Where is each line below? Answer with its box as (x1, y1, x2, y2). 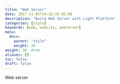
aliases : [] (5, 52, 29, 57)
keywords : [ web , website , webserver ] (5, 25, 81, 30)
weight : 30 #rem (5, 48, 40, 52)
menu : (5, 30, 16, 34)
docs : (9, 34, 21, 39)
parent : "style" (14, 39, 47, 44)
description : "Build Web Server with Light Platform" (5, 16, 116, 21)
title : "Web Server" (5, 7, 47, 12)
